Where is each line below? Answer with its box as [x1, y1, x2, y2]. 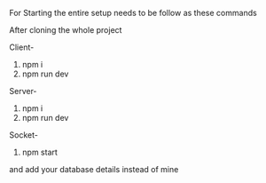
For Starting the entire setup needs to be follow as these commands [9, 8, 257, 18]
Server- [9, 86, 37, 96]
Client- [9, 42, 35, 52]
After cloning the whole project [9, 25, 122, 35]
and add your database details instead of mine [9, 164, 179, 174]
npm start [21, 147, 58, 157]
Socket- [9, 130, 38, 140]
